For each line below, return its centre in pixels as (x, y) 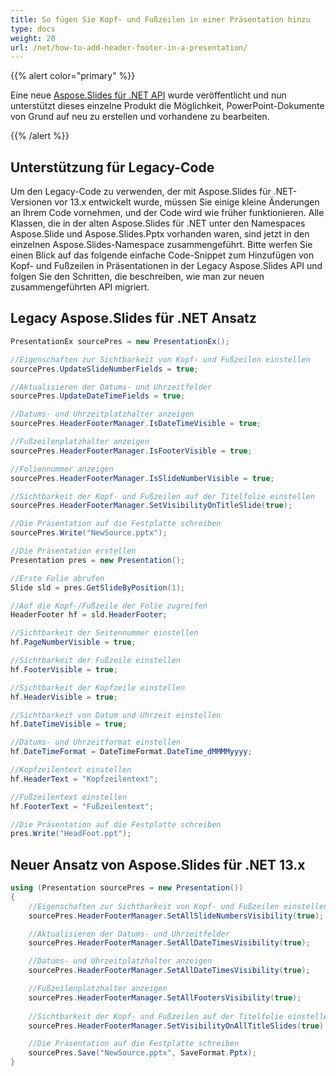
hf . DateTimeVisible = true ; (69, 724)
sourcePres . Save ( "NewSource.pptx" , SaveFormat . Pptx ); (142, 1053)
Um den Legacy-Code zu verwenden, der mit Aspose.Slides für (141, 192)
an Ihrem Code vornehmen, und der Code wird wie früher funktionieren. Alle (167, 213)
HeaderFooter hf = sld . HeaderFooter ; (89, 615)
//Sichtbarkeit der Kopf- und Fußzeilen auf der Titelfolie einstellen (162, 496)
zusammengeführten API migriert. (80, 287)
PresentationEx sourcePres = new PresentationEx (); (120, 341)
